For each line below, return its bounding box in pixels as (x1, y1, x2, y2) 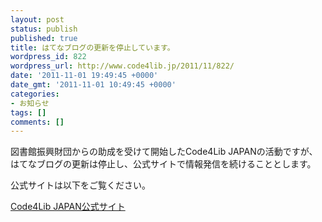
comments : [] (10, 117, 65, 127)
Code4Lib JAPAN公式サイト (10, 201, 126, 213)
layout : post (10, 14, 65, 25)
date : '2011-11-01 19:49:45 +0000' (10, 71, 159, 81)
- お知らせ (10, 98, 50, 108)
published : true (10, 33, 78, 43)
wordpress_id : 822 (10, 52, 87, 62)
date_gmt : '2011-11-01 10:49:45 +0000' (10, 80, 177, 90)
